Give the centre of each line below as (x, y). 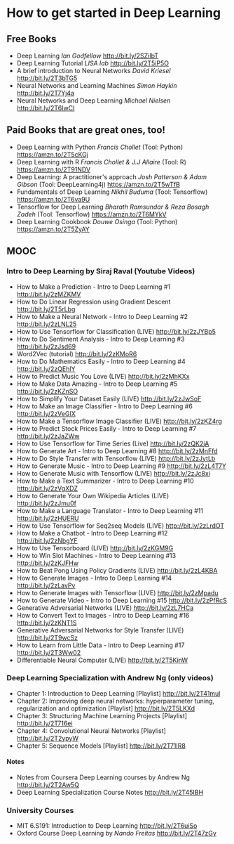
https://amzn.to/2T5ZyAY (53, 229)
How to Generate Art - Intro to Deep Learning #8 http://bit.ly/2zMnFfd (117, 450)
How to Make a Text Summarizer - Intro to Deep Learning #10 (105, 481)
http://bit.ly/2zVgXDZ (47, 488)
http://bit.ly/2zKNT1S (47, 623)
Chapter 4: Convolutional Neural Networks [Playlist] (91, 731)
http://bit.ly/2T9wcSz (47, 637)
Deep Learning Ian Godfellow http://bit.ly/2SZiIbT (88, 56)
